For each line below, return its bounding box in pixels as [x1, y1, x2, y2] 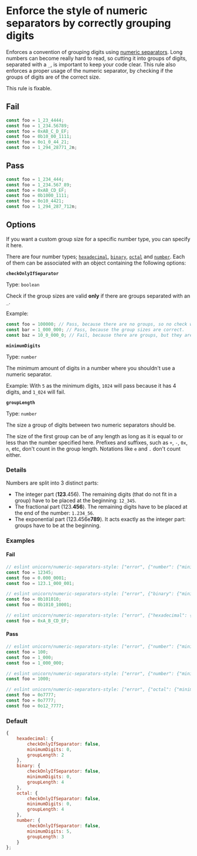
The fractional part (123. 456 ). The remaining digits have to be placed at [14, 503, 188, 510]
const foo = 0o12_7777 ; [6, 703, 64, 709]
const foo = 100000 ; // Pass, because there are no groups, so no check [6, 321, 188, 327]
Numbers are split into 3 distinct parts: [6, 479, 98, 486]
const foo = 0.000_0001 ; [6, 575, 67, 581]
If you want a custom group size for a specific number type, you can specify [6, 235, 191, 242]
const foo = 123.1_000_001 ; [6, 580, 75, 586]
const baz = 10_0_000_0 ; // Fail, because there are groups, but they [6, 332, 182, 338]
